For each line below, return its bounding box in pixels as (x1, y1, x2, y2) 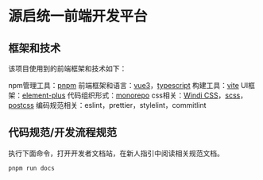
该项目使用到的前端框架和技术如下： (8, 64, 127, 73)
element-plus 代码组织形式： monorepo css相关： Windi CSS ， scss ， (22, 90, 248, 100)
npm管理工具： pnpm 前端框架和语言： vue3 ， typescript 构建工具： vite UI (8, 81, 249, 90)
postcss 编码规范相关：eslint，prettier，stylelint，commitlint (8, 101, 207, 109)
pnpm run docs (8, 164, 56, 172)
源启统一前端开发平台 (8, 7, 149, 25)
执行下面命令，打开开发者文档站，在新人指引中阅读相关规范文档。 (8, 148, 224, 158)
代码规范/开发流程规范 (8, 126, 118, 140)
